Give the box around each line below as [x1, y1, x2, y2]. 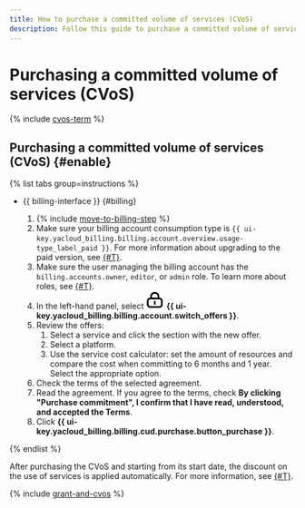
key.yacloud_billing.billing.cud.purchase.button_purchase [35, 426, 263, 437]
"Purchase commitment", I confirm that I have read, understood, [35, 397, 284, 408]
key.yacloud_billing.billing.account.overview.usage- [35, 234, 244, 244]
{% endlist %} [9, 444, 62, 454]
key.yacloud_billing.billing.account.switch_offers [35, 310, 228, 321]
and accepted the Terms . [35, 406, 133, 417]
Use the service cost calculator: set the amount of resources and [49, 349, 293, 360]
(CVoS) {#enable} [9, 154, 112, 170]
